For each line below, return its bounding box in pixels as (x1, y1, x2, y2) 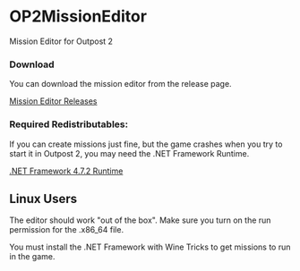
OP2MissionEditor (9, 6, 148, 27)
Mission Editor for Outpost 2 (9, 36, 114, 47)
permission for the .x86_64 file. (9, 224, 124, 235)
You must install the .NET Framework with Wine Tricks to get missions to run (9, 241, 291, 252)
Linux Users (9, 191, 78, 207)
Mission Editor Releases (9, 96, 98, 106)
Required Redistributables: (9, 118, 128, 131)
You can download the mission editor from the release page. (9, 79, 232, 89)
